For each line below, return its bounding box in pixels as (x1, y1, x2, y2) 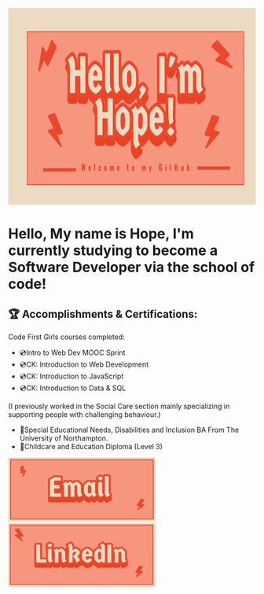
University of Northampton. (19, 434, 108, 443)
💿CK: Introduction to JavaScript (19, 371, 124, 381)
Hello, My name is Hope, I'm (8, 225, 194, 243)
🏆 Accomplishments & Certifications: (8, 307, 198, 321)
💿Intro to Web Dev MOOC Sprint (19, 348, 126, 357)
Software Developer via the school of (8, 259, 255, 276)
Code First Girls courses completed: (8, 332, 125, 341)
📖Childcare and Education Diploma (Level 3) (19, 442, 163, 451)
